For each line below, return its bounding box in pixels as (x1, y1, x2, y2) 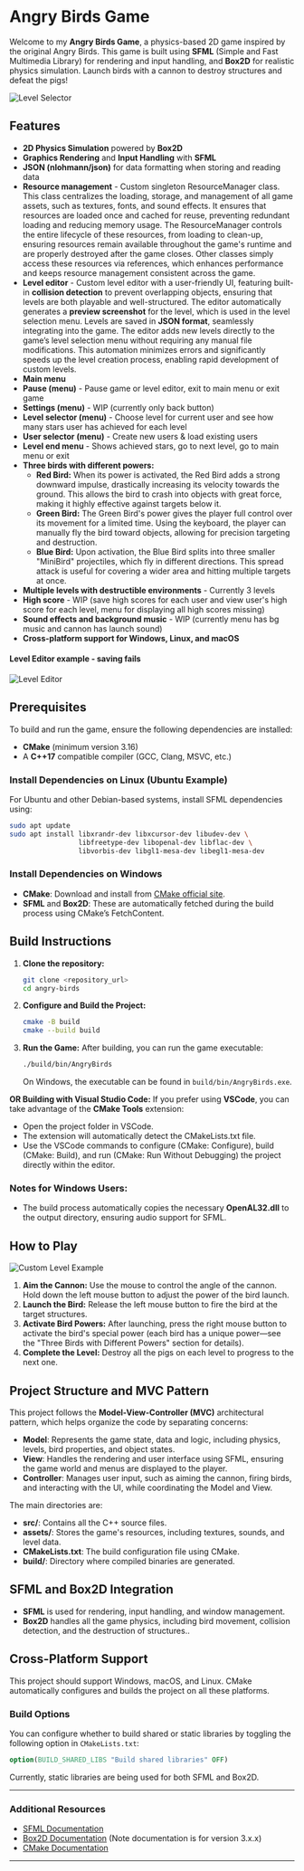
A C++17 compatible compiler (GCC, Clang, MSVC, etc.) (22, 751, 233, 762)
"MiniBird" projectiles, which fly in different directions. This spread (35, 556, 284, 566)
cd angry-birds (22, 983, 81, 992)
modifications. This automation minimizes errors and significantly (22, 344, 266, 355)
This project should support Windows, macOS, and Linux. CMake (9, 1676, 252, 1686)
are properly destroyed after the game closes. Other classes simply (22, 248, 274, 259)
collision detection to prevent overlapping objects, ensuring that (31, 287, 273, 298)
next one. (22, 1357, 59, 1368)
